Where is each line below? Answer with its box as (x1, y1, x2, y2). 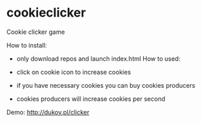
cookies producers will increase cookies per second (16, 95, 165, 103)
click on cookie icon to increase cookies (16, 68, 131, 76)
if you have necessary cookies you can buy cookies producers (16, 81, 196, 89)
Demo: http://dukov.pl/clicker (6, 108, 90, 116)
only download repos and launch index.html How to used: (16, 54, 181, 63)
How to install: (6, 41, 48, 49)
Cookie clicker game (6, 28, 65, 36)
